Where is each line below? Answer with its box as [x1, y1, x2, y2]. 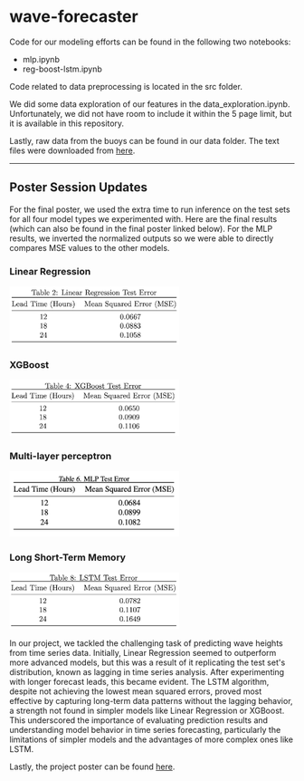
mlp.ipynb [22, 53, 61, 64]
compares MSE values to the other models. [9, 242, 170, 253]
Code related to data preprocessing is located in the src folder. [9, 81, 242, 92]
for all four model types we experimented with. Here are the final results [9, 213, 278, 224]
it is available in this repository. [9, 118, 125, 129]
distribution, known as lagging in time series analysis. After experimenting [9, 666, 285, 677]
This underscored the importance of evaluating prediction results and [9, 714, 269, 726]
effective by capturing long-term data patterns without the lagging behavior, [9, 695, 293, 706]
